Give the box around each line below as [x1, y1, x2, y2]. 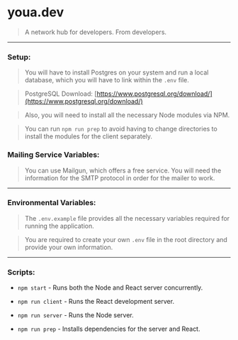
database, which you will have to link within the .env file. [24, 76, 190, 84]
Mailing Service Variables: [7, 150, 100, 160]
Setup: [7, 52, 31, 62]
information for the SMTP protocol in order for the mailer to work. [24, 173, 215, 182]
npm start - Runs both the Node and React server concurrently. [17, 283, 203, 292]
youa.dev [7, 4, 64, 21]
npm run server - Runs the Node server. [17, 311, 135, 319]
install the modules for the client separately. [24, 132, 153, 141]
